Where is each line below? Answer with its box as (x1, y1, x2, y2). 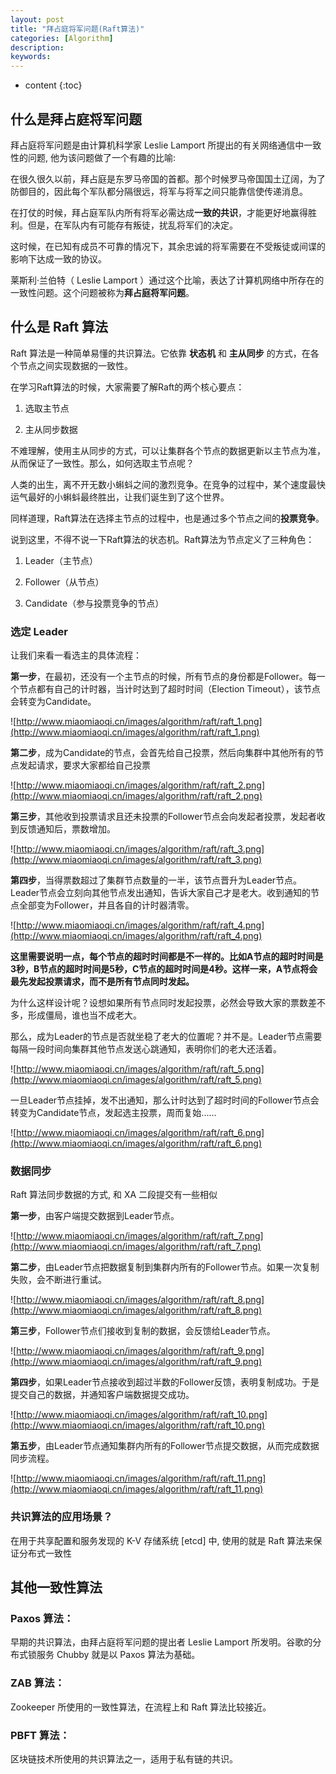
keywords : (10, 52, 52, 62)
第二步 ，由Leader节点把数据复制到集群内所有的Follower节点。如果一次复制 (10, 1261, 320, 1273)
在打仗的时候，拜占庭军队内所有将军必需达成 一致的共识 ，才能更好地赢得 (10, 206, 308, 218)
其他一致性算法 (10, 1579, 103, 1596)
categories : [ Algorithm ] (10, 33, 114, 43)
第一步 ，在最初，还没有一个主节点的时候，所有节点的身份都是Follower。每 (10, 671, 317, 683)
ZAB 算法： (10, 1676, 65, 1690)
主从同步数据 (24, 423, 78, 435)
